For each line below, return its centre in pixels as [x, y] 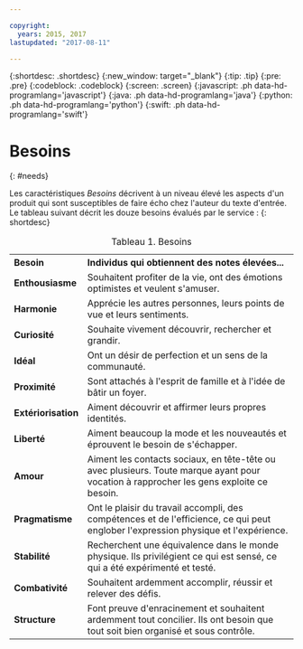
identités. [107, 419]
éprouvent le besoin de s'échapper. [162, 445]
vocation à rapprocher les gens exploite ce [178, 482]
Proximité [35, 387]
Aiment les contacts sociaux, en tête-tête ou [182, 459]
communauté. [116, 367]
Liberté [30, 439]
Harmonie [36, 309]
